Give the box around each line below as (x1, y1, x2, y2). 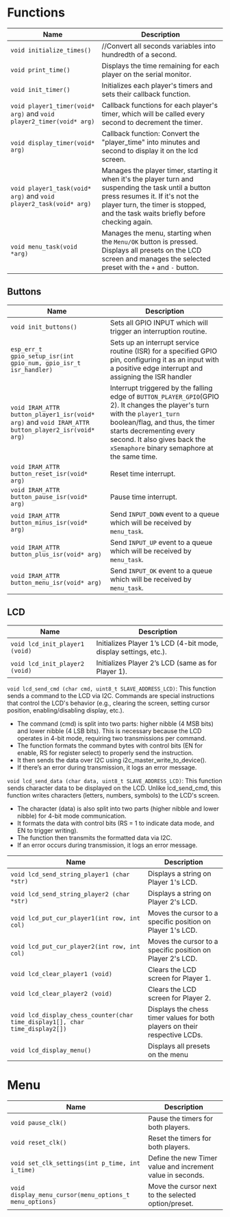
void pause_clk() (10, 1119, 67, 1126)
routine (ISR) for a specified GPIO (110, 346, 218, 356)
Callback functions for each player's (101, 100, 218, 110)
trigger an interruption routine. (110, 326, 207, 336)
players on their (148, 1021, 199, 1031)
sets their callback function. (101, 89, 191, 99)
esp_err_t (10, 345, 42, 353)
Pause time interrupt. (110, 492, 177, 502)
